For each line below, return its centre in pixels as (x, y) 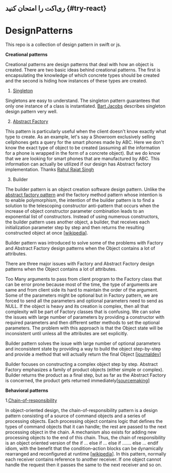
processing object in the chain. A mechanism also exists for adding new (81, 432)
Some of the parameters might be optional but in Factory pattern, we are (82, 295)
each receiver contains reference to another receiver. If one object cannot (83, 459)
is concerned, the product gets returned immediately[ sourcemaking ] (78, 381)
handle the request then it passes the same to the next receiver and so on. (84, 465)
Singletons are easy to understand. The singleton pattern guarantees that (83, 101)
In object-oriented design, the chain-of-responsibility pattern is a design (81, 410)
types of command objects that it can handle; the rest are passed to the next (86, 427)
